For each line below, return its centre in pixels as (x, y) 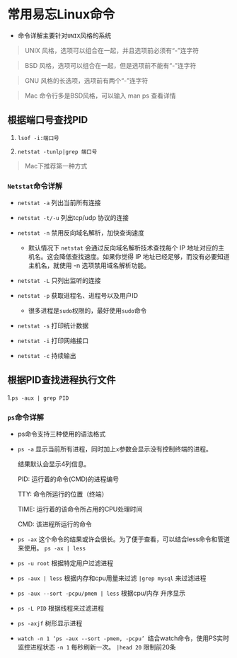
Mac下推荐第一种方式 (56, 166)
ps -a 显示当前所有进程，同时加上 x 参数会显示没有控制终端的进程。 (115, 449)
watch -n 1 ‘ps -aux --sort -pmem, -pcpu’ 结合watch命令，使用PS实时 (123, 638)
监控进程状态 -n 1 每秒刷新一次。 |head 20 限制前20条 (97, 647)
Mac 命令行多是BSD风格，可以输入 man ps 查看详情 (100, 96)
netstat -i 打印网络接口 (53, 341)
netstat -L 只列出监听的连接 (59, 281)
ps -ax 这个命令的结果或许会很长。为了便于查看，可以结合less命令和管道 (124, 539)
